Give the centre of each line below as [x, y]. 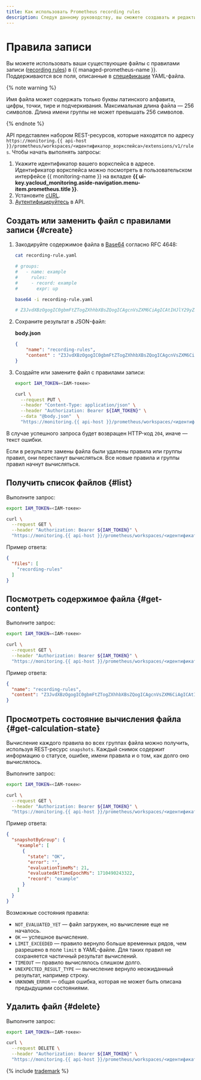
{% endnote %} [25, 124]
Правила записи [49, 47]
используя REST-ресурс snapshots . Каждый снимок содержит [86, 749]
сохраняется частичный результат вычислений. [76, 956]
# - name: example [40, 272]
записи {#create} [40, 230]
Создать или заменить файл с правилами [89, 221]
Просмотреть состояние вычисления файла [94, 719]
